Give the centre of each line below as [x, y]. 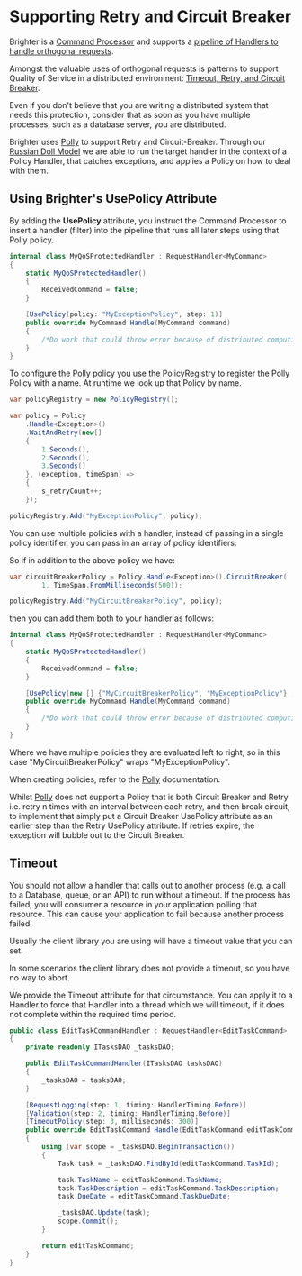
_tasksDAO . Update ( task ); [104, 1213]
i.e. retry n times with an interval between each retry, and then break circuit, [150, 806]
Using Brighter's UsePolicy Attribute [113, 199]
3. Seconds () [64, 466]
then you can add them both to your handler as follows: [111, 618]
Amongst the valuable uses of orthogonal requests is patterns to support [144, 68]
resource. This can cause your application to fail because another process [147, 914]
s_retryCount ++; [72, 491]
